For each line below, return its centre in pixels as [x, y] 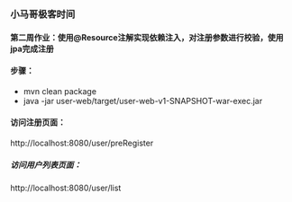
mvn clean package [60, 91]
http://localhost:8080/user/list [66, 188]
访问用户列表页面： [46, 164]
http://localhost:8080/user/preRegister [82, 143]
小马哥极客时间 [43, 13]
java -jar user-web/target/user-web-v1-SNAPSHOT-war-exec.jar [143, 101]
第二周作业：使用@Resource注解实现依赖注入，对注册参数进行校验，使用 [147, 37]
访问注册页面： [38, 122]
